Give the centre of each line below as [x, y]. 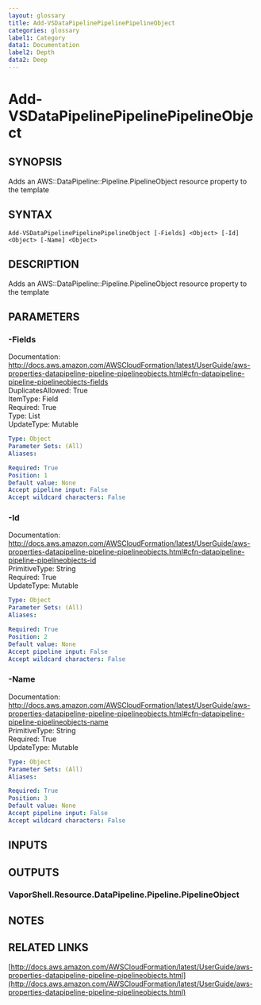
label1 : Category [37, 38]
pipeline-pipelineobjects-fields [58, 382]
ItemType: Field [33, 399]
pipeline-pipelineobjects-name [58, 722]
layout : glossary [37, 15]
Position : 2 [28, 636]
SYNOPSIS [35, 162]
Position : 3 [28, 798]
